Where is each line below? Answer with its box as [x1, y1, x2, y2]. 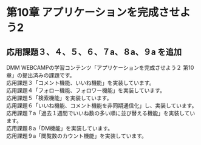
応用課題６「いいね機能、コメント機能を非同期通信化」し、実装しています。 [6, 102, 197, 109]
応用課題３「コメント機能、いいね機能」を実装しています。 [6, 79, 155, 86]
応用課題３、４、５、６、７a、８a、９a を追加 [6, 47, 182, 57]
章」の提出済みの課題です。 [6, 72, 75, 79]
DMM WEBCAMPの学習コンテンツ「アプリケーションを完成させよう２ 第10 [6, 64, 194, 71]
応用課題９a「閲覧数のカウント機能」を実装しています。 [6, 132, 148, 140]
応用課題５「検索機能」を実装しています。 [6, 95, 112, 101]
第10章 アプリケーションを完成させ [6, 5, 180, 19]
